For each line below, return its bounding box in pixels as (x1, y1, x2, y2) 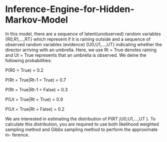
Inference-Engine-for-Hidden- (5, 4, 134, 15)
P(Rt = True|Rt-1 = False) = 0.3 (5, 86, 68, 92)
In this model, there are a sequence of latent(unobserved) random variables (5, 31, 161, 37)
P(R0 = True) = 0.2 (5, 67, 44, 73)
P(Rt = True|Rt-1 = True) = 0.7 (5, 77, 66, 83)
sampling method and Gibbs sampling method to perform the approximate (5, 126, 158, 132)
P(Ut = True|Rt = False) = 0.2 (5, 106, 65, 112)
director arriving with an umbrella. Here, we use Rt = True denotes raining (5, 47, 156, 53)
